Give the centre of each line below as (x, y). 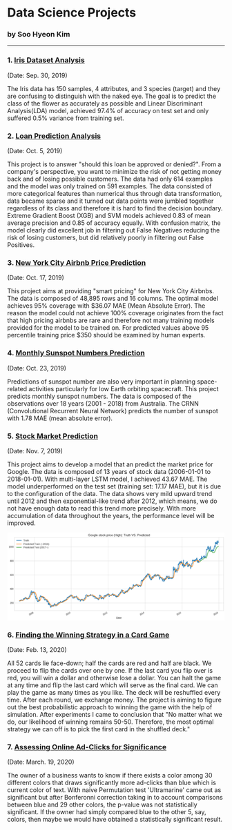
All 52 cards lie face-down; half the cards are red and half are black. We (109, 663)
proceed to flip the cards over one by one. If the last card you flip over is (110, 671)
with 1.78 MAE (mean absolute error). (60, 418)
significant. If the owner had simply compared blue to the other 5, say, (107, 812)
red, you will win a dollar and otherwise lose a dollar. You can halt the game (114, 678)
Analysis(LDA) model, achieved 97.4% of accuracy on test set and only (108, 110)
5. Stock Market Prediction (53, 436)
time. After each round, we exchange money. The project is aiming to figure (115, 700)
